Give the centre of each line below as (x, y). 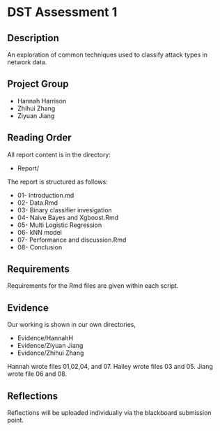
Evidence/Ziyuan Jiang (50, 346)
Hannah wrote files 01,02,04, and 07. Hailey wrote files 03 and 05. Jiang (110, 367)
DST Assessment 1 (62, 12)
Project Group (38, 84)
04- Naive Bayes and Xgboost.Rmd (68, 217)
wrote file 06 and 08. (37, 374)
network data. (27, 62)
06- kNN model (40, 232)
